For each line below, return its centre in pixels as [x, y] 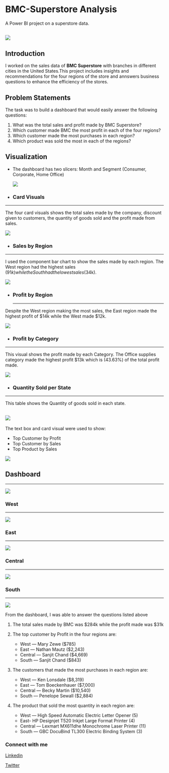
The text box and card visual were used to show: [56, 429]
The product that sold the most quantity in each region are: [73, 706]
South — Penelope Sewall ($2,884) [56, 696]
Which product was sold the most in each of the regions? [72, 141]
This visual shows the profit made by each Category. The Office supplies [81, 354]
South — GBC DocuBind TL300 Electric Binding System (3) [81, 732]
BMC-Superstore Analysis [61, 9]
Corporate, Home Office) [38, 174]
